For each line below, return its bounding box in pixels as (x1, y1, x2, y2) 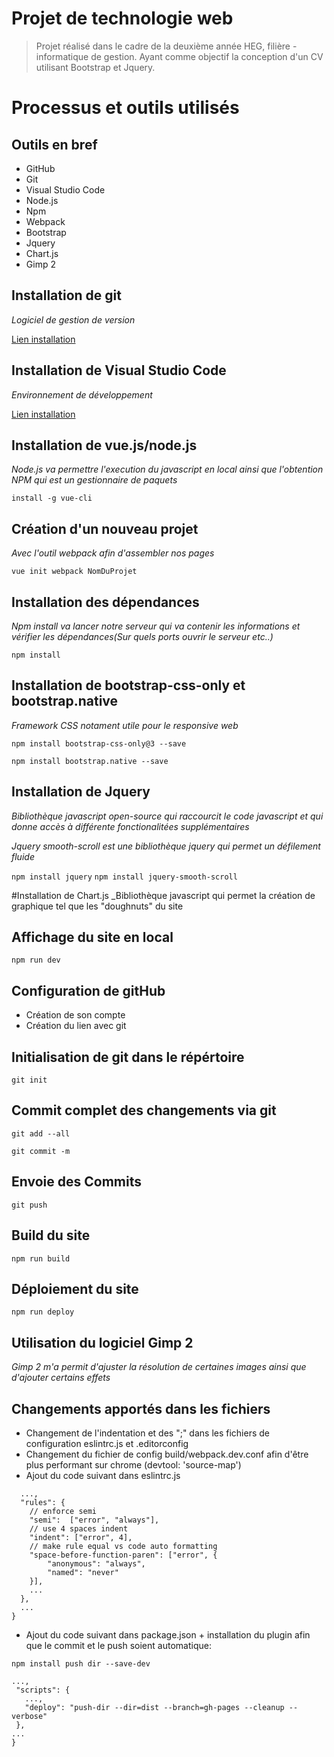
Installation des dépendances (11, 593, 200, 611)
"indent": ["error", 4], (29, 1532, 133, 1542)
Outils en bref (11, 136, 98, 153)
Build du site (11, 1227, 91, 1244)
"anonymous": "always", (47, 1558, 146, 1569)
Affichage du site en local (11, 929, 174, 946)
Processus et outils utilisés (11, 97, 240, 119)
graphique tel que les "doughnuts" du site (11, 900, 184, 912)
